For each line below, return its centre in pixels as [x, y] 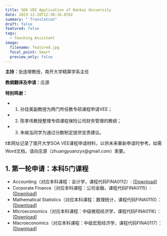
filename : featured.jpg [34, 47]
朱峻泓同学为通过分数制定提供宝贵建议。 [62, 133]
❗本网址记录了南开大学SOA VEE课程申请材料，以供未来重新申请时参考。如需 [83, 143]
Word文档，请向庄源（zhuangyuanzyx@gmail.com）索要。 [67, 151]
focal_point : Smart [30, 52]
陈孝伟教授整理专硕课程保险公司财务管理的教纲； [71, 121]
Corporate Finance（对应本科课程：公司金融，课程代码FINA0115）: [82, 188]
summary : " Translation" [31, 19]
